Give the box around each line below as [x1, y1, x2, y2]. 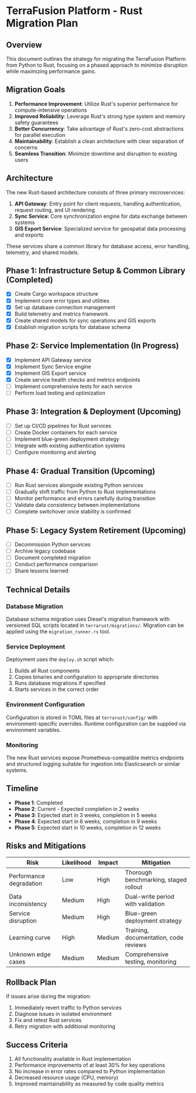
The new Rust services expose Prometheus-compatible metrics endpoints [6, 754, 184, 761]
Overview [6, 40, 43, 50]
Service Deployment [6, 642, 65, 650]
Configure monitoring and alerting [14, 449, 96, 456]
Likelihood [62, 858, 92, 866]
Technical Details [6, 584, 71, 595]
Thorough [125, 868, 152, 876]
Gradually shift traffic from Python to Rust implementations [14, 488, 156, 495]
